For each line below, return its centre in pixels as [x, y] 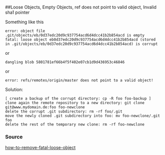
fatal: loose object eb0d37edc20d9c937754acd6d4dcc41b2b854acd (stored [80, 39]
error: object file [25, 31]
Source [14, 137]
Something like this [24, 22]
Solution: [14, 89]
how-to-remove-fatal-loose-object [40, 148]
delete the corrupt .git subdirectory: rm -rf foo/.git [64, 112]
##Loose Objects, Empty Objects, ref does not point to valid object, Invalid [81, 7]
